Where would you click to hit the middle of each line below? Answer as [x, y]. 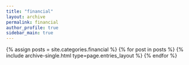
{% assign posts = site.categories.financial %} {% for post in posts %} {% [95, 49]
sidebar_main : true [30, 33]
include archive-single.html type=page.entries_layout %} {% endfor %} [92, 56]
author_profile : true [32, 28]
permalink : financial [32, 22]
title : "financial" [30, 11]
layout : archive [26, 17]
